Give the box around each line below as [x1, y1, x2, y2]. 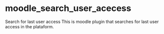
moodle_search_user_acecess [5, 3, 132, 14]
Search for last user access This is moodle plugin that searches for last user [5, 19, 159, 24]
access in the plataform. [5, 23, 54, 29]
